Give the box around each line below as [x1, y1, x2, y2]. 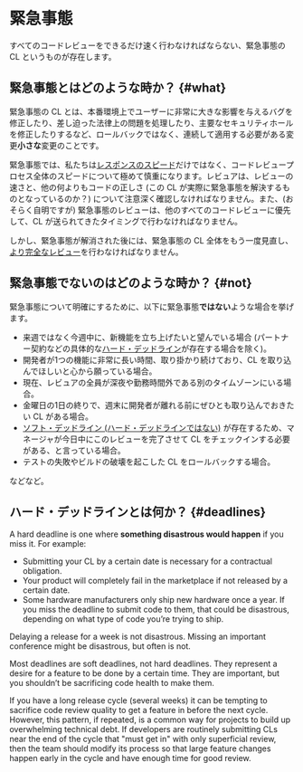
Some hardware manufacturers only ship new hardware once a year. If [22, 595, 285, 605]
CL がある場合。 [33, 411, 93, 422]
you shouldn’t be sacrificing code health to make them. [9, 678, 214, 689]
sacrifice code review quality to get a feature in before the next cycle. [9, 705, 269, 716]
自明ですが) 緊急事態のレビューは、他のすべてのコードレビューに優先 [33, 205, 291, 215]
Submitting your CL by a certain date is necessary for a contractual [22, 556, 273, 567]
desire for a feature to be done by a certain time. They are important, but [9, 668, 280, 679]
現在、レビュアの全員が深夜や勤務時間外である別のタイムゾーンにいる [22, 376, 284, 387]
